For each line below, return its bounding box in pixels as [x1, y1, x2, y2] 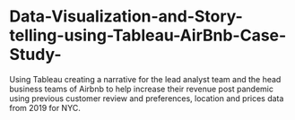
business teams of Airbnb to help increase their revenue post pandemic [9, 83, 273, 94]
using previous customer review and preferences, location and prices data [9, 92, 284, 104]
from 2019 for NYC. [9, 102, 81, 113]
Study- [9, 45, 62, 64]
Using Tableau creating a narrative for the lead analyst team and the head [9, 73, 282, 84]
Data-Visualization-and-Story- [9, 6, 244, 27]
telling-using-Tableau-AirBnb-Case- [9, 25, 287, 46]
